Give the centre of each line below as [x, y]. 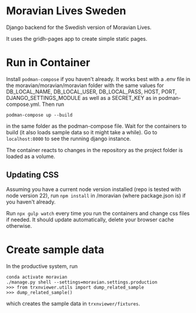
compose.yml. [23, 104]
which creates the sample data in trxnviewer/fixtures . [73, 304]
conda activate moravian [37, 277]
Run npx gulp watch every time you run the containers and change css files [98, 213]
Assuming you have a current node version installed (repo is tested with [94, 189]
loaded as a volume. [31, 156]
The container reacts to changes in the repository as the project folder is [94, 150]
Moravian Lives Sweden [66, 11]
